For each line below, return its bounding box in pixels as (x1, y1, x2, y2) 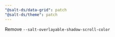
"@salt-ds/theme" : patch (5, 12, 58, 17)
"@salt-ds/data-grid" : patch (5, 7, 67, 13)
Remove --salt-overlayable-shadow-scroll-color (5, 26, 110, 32)
